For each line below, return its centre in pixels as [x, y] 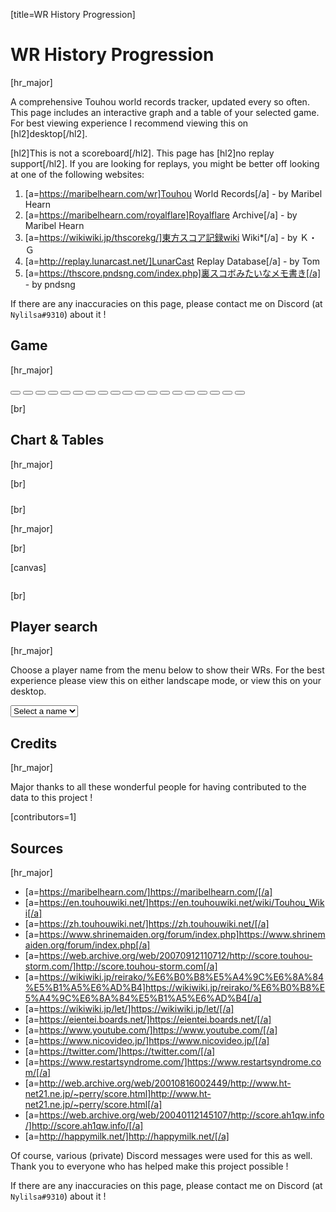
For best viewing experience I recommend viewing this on [129, 123]
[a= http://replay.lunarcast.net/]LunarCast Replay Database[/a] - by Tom [172, 261]
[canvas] [28, 567]
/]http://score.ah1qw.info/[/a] [84, 1125]
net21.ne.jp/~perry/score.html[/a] [93, 1104]
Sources [37, 848]
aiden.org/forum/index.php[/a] [87, 945]
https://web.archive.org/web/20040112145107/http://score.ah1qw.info [182, 1115]
